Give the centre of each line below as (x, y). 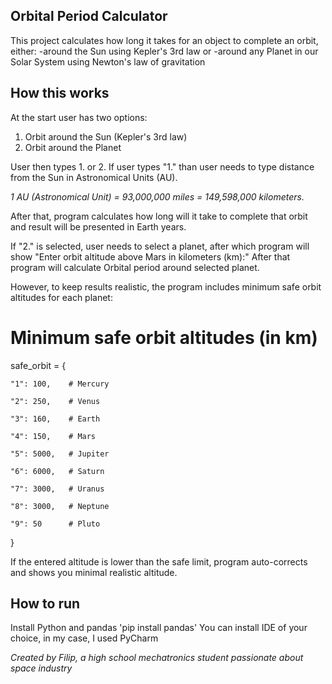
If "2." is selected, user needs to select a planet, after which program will (160, 246)
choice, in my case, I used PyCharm (84, 638)
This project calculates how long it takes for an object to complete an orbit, (164, 40)
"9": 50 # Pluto (55, 524)
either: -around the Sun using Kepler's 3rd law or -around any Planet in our (164, 51)
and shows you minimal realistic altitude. (94, 572)
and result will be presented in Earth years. (98, 226)
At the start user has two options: (79, 117)
